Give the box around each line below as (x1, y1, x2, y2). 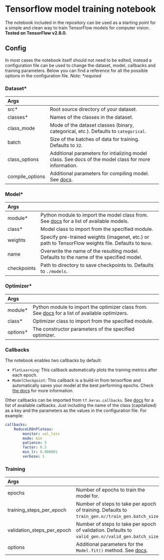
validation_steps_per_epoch (7, 527, 72, 534)
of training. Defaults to (76, 507, 127, 514)
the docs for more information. (12, 387, 74, 393)
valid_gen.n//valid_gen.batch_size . (76, 533, 160, 540)
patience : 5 (22, 440, 47, 446)
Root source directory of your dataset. (49, 106, 138, 113)
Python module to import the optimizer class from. (32, 303, 148, 310)
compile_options (7, 173, 45, 180)
